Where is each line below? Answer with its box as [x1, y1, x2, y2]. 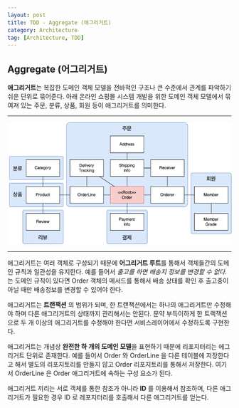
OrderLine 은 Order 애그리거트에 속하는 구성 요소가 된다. [14, 369, 173, 377]
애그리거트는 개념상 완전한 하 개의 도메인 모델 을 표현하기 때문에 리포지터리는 [7, 342, 217, 351]
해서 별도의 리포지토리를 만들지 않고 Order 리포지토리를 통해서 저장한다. [14, 360, 214, 369]
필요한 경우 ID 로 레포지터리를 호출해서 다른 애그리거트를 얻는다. [31, 393, 209, 402]
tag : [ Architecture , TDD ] [7, 34, 84, 41]
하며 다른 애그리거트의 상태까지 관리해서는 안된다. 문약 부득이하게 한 [14, 310, 203, 318]
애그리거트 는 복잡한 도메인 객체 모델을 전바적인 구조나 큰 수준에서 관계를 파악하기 [7, 83, 232, 92]
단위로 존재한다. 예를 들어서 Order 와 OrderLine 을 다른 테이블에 [26, 351, 205, 360]
